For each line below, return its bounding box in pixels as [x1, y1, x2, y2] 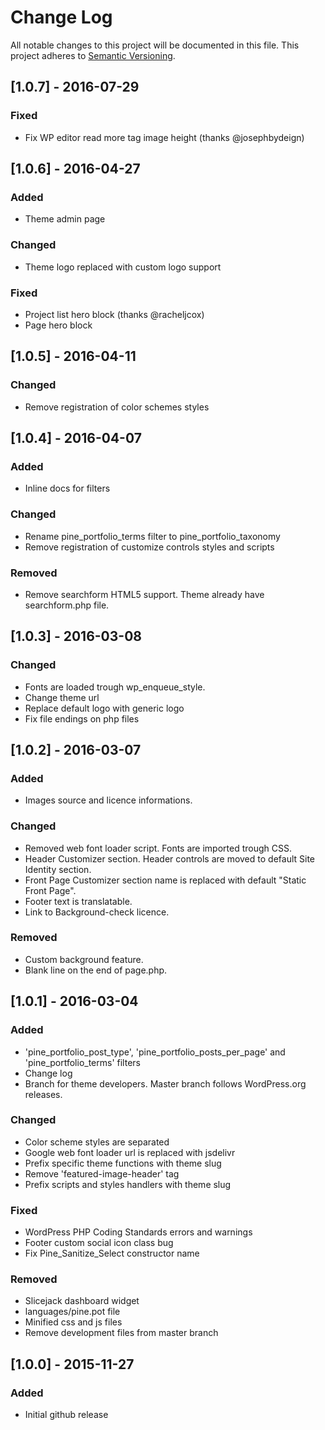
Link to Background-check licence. [24, 906, 170, 918]
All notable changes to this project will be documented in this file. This [10, 39, 300, 51]
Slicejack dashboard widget [24, 1295, 140, 1307]
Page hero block [24, 319, 93, 331]
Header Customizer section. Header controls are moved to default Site [24, 852, 315, 865]
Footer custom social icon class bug [24, 1237, 174, 1249]
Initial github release [24, 1409, 109, 1421]
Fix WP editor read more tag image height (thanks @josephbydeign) [24, 131, 305, 143]
